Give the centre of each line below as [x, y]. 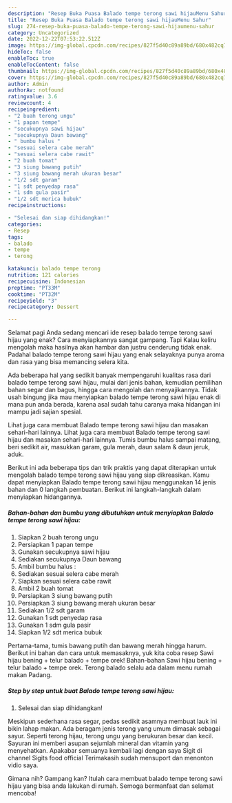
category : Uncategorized [43, 33]
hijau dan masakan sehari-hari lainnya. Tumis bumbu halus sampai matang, [114, 440]
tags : [15, 237]
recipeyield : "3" [33, 301]
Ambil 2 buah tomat [45, 588]
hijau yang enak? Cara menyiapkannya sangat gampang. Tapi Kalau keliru [112, 340]
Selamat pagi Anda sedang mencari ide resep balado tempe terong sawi [110, 333]
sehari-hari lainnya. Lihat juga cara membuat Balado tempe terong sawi [109, 432]
